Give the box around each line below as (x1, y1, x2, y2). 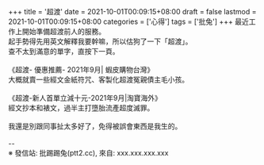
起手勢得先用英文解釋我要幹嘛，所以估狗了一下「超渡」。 (8, 36, 193, 46)
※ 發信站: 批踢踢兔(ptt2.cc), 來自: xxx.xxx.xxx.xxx (8, 148, 169, 157)
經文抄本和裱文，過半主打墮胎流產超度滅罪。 (8, 103, 155, 113)
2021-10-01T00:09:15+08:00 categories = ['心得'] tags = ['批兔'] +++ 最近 (8, 17, 250, 26)
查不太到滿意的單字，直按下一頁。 (8, 47, 120, 56)
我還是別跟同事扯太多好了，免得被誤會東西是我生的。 (8, 121, 182, 131)
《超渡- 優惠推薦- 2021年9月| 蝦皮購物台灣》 (8, 65, 155, 74)
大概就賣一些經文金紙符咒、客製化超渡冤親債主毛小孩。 (8, 75, 189, 84)
